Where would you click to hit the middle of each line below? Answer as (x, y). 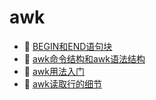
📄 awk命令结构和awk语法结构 (84, 58)
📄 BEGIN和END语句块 (68, 46)
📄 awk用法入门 (54, 71)
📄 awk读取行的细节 (62, 83)
